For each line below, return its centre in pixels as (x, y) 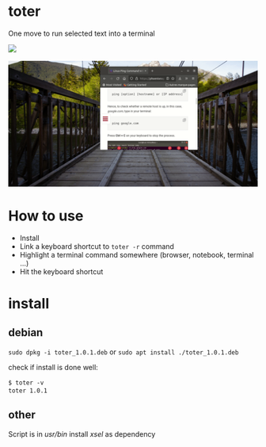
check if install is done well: (53, 367)
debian (26, 332)
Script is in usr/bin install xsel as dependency (82, 434)
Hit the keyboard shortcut (61, 271)
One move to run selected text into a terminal (82, 33)
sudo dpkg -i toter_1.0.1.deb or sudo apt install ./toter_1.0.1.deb (123, 352)
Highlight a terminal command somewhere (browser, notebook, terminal (137, 254)
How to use (46, 216)
